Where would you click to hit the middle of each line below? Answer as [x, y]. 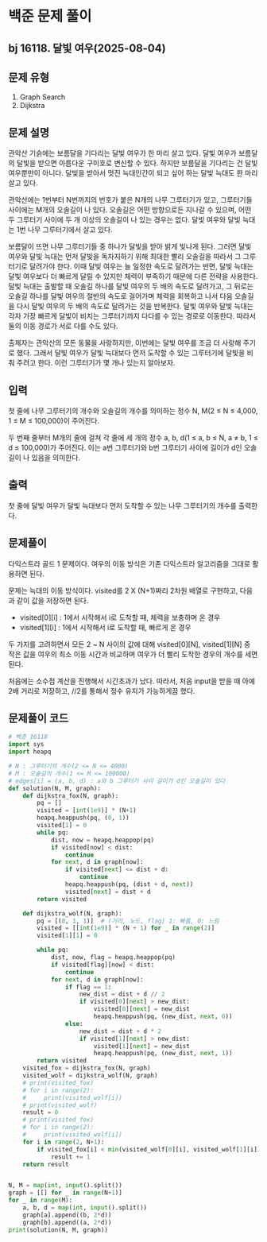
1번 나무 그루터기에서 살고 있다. [64, 230]
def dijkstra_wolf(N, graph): [73, 913]
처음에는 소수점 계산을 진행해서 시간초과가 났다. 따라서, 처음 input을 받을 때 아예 [132, 681]
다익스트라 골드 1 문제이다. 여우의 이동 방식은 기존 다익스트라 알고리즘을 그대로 [130, 563]
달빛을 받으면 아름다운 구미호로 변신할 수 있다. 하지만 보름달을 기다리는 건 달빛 [137, 163]
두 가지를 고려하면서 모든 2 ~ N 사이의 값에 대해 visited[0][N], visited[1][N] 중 [130, 644]
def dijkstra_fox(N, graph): [71, 795]
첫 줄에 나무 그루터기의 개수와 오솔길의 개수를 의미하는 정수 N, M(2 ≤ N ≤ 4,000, [133, 411]
